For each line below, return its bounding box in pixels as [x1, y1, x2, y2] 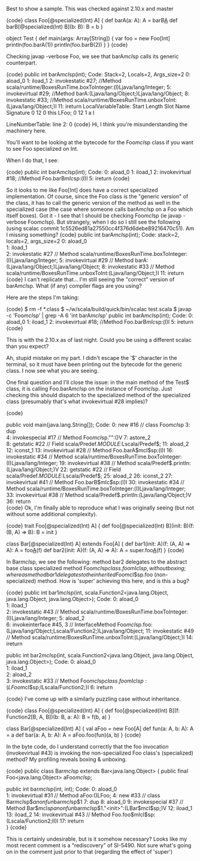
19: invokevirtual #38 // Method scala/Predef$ [59, 460, 172, 466]
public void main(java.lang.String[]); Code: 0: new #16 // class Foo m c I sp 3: [6, 421, 190, 428]
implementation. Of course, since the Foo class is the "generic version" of [6, 193, 189, 200]
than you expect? [6, 342, 49, 350]
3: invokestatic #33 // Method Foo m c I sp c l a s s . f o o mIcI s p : [6, 677, 147, 684]
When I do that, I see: [6, 157, 59, 164]
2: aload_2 [6, 671, 32, 678]
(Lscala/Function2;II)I [6, 817, 59, 824]
